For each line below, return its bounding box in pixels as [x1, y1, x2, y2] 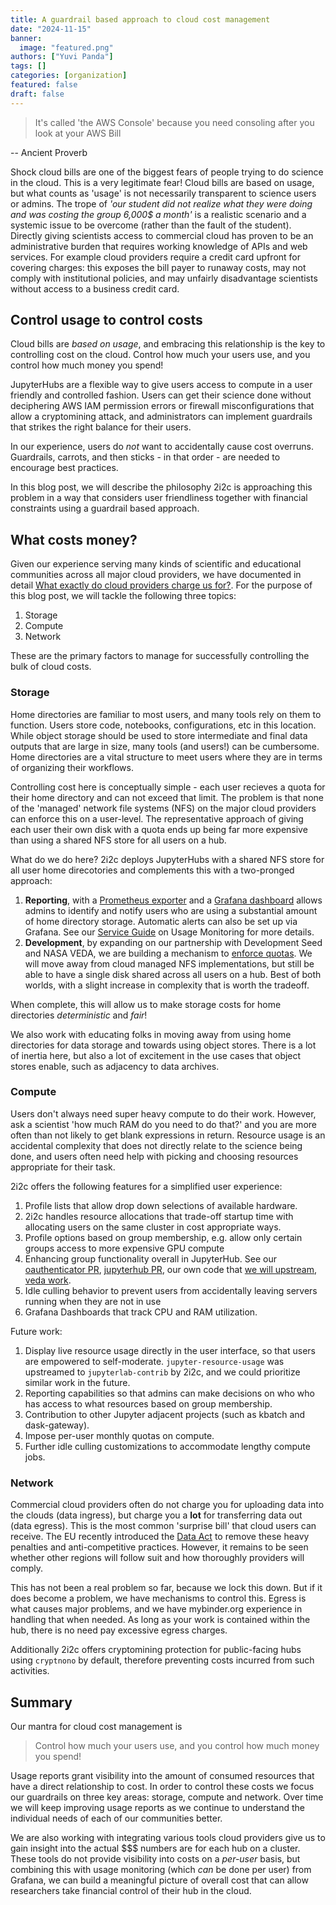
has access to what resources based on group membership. [24, 1397, 273, 1410]
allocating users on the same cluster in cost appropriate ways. [24, 1221, 282, 1233]
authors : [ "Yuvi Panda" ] [10, 52, 114, 62]
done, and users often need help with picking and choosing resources [10, 1150, 299, 1162]
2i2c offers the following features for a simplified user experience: [10, 1180, 283, 1192]
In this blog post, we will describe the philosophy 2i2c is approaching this [10, 481, 313, 493]
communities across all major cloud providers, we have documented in [10, 569, 302, 581]
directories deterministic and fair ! [10, 1009, 148, 1021]
